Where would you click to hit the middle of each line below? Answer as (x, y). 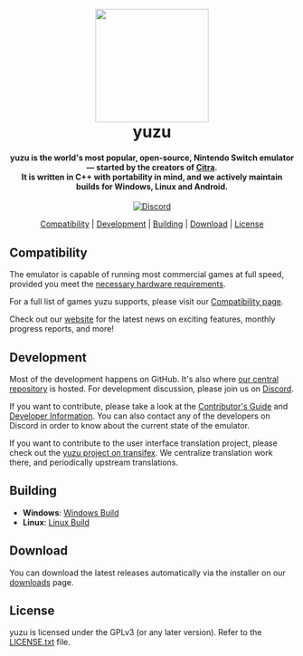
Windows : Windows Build (71, 512)
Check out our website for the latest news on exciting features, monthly (142, 319)
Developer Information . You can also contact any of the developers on (140, 416)
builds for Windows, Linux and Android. (152, 186)
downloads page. (42, 582)
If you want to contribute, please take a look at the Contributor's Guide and (149, 407)
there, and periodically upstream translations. (94, 463)
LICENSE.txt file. (40, 642)
